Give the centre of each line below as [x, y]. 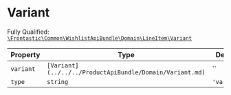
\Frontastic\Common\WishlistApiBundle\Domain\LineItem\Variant [100, 38]
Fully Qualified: [28, 32]
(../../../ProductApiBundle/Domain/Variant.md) [126, 72]
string [58, 82]
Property [25, 54]
